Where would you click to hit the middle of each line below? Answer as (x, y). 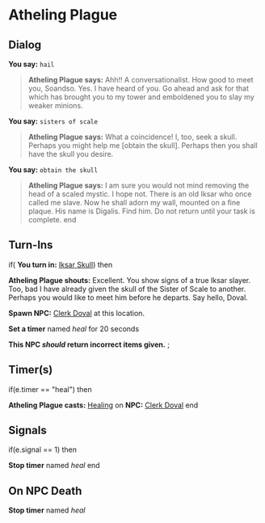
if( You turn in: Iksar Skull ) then (61, 264)
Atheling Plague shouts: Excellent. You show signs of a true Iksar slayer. (130, 280)
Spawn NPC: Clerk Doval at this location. (77, 313)
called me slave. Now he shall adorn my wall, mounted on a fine (134, 202)
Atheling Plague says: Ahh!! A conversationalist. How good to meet (141, 80)
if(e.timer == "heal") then (50, 389)
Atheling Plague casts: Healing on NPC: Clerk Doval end (103, 405)
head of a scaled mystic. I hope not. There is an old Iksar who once (140, 194)
